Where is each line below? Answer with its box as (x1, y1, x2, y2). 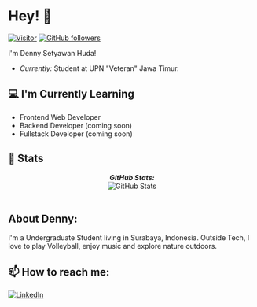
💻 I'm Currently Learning (8, 87, 135, 101)
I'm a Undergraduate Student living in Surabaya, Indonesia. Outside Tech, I (8, 233, 250, 242)
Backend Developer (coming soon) (19, 120, 132, 130)
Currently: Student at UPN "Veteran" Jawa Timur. (19, 63, 179, 73)
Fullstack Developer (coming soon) (19, 129, 133, 139)
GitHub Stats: (109, 172, 155, 182)
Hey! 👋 (8, 7, 53, 25)
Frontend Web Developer (19, 112, 101, 121)
